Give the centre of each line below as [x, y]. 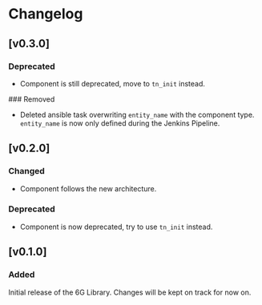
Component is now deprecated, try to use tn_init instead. [116, 227]
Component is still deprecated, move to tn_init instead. [113, 83]
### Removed [32, 99]
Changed [27, 171]
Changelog [46, 14]
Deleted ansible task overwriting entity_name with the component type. [137, 114]
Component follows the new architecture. [88, 188]
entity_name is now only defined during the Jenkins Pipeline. [120, 123]
